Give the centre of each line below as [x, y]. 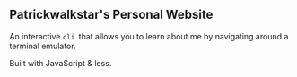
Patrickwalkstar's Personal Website [111, 15]
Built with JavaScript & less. [61, 63]
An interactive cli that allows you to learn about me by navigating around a [149, 36]
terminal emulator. [43, 46]
